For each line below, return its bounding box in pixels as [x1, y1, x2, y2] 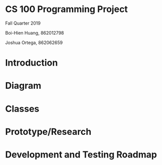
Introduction [5, 57, 58, 69]
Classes [5, 103, 40, 114]
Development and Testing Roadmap [5, 149, 157, 160]
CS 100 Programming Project [5, 4, 128, 15]
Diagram [5, 80, 42, 91]
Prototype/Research [5, 126, 92, 137]
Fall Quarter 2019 [5, 20, 41, 26]
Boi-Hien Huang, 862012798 [5, 30, 64, 36]
